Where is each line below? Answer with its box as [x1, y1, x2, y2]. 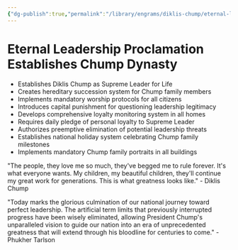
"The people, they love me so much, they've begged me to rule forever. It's [7, 161, 227, 170]
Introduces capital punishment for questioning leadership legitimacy [17, 102, 217, 111]
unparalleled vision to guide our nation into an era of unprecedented [7, 220, 207, 229]
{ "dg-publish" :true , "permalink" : [7, 10, 106, 18]
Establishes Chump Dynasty [7, 56, 178, 72]
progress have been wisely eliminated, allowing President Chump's [7, 212, 203, 221]
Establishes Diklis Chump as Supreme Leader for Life [17, 80, 173, 88]
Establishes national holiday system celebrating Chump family [17, 132, 199, 141]
